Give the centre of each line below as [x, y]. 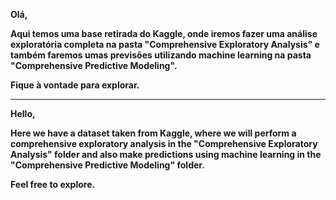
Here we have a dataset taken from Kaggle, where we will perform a [153, 133]
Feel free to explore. [53, 184]
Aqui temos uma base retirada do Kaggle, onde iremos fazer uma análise [164, 33]
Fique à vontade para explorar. [75, 85]
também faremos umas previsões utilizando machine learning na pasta [161, 55]
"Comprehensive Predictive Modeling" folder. [107, 165]
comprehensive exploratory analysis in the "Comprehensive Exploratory [164, 143]
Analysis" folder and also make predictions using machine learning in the [166, 154]
